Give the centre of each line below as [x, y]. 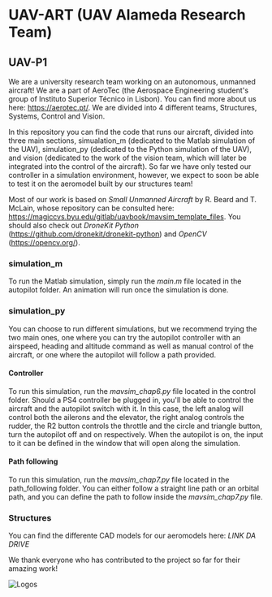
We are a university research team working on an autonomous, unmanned [132, 82]
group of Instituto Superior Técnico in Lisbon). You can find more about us [133, 99]
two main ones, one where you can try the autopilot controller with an [125, 337]
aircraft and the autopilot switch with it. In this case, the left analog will [126, 409]
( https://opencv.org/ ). [45, 242]
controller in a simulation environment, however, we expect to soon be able [134, 175]
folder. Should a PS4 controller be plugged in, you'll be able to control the [131, 400]
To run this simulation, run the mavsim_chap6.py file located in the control [132, 391]
